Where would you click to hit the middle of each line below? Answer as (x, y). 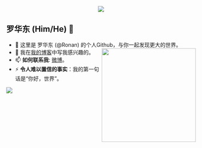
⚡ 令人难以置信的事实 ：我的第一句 (57, 69)
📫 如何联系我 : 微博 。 (41, 59)
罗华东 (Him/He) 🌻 (40, 29)
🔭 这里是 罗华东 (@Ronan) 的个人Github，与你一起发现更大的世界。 (98, 44)
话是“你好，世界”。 (38, 78)
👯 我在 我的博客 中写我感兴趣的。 (54, 52)
